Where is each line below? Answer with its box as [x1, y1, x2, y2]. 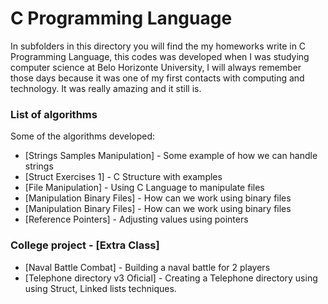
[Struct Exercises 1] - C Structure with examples [24, 171, 223, 183]
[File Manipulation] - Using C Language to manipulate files [24, 182, 265, 194]
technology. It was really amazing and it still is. [10, 82, 202, 94]
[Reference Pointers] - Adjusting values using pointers [24, 213, 249, 226]
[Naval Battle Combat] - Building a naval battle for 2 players [24, 261, 271, 273]
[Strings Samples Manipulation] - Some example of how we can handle [24, 150, 318, 162]
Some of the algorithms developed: [10, 130, 156, 142]
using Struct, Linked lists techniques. [24, 282, 177, 294]
